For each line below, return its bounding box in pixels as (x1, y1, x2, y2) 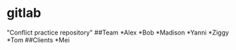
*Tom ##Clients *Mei (6, 35, 70, 44)
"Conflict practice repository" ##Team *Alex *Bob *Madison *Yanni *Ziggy (6, 28, 229, 37)
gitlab (6, 5, 42, 21)
